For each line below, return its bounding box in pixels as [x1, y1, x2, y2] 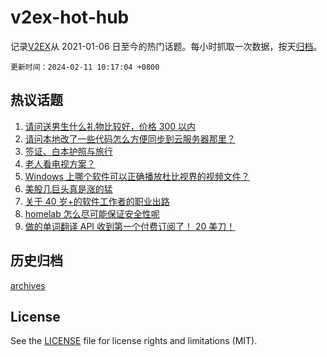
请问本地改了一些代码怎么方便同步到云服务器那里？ [24, 132, 236, 145]
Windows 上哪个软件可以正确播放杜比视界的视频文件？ [24, 170, 250, 182]
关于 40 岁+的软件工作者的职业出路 [24, 195, 170, 207]
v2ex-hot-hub [10, 6, 130, 29]
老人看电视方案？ [24, 157, 96, 170]
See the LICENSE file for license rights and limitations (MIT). [10, 335, 258, 347]
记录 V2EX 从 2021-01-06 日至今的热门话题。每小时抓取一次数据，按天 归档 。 [10, 40, 323, 52]
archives [10, 279, 46, 291]
